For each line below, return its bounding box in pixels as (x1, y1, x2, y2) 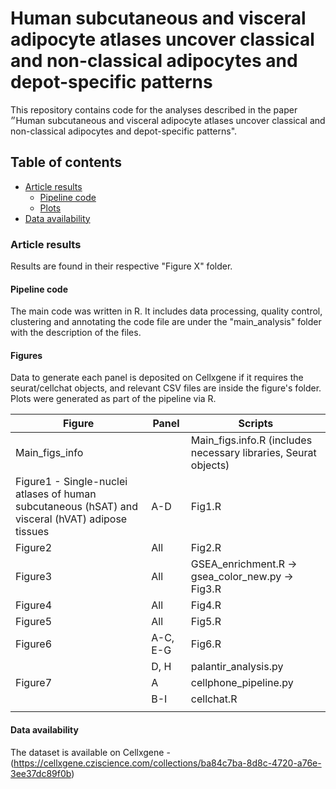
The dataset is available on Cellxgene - (10, 746, 171, 758)
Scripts (238, 417, 274, 431)
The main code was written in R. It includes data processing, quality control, (10, 305, 323, 317)
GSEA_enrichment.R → (190, 557, 298, 571)
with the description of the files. (10, 327, 142, 339)
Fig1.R (190, 500, 222, 514)
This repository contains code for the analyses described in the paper (10, 103, 298, 116)
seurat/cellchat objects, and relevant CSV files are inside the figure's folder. (10, 382, 322, 394)
